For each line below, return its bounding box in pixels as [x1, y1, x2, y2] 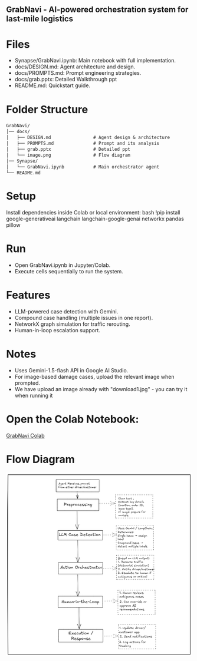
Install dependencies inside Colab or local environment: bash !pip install [6, 209, 180, 216]
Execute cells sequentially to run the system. [14, 268, 124, 275]
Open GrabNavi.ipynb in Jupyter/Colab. [14, 262, 111, 269]
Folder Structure [6, 103, 88, 116]
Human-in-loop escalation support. [14, 327, 100, 334]
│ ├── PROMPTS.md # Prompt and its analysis [6, 141, 160, 147]
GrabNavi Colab [6, 432, 45, 439]
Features [6, 289, 51, 302]
